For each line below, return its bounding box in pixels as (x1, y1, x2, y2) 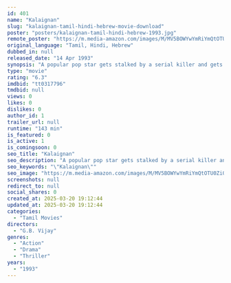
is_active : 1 (7, 138, 45, 145)
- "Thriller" (13, 253, 51, 260)
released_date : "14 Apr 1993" (7, 55, 94, 62)
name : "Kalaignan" (7, 16, 60, 23)
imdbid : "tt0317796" (7, 80, 67, 87)
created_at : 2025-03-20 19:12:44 (7, 195, 103, 203)
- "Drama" (13, 247, 41, 253)
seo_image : (7, 170, 38, 177)
